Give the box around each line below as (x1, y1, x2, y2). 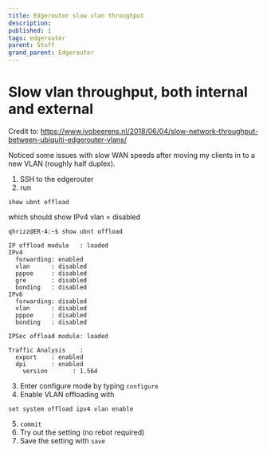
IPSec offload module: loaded (8, 332, 109, 340)
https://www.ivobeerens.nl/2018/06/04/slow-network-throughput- (40, 126, 259, 136)
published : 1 (8, 26, 52, 34)
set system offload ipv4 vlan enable (8, 404, 134, 413)
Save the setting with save (19, 435, 106, 445)
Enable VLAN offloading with (19, 389, 115, 399)
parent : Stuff (8, 41, 56, 49)
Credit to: (8, 126, 39, 136)
